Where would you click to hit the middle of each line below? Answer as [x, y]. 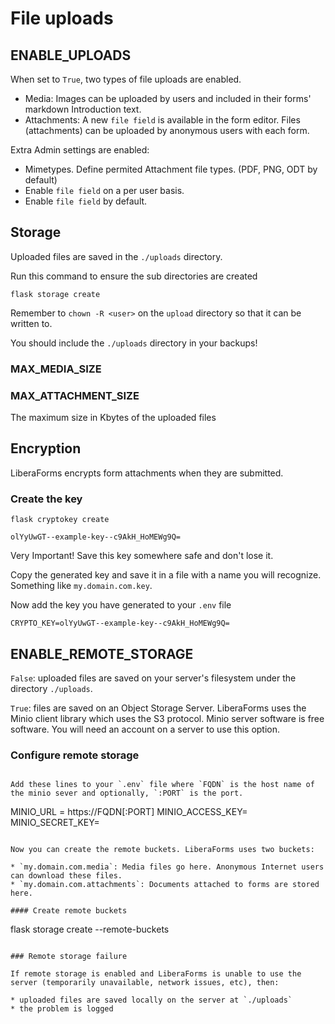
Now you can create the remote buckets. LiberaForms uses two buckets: [162, 850]
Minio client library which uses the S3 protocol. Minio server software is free [167, 718]
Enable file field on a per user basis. [104, 190]
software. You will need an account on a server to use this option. [145, 729]
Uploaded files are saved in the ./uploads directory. [116, 256]
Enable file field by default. [86, 201]
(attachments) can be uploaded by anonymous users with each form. [167, 130]
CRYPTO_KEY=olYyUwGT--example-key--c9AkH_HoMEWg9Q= [120, 623]
